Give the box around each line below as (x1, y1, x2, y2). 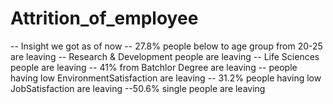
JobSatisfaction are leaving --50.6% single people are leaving (10, 82, 266, 94)
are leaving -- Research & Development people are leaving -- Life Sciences (10, 50, 320, 62)
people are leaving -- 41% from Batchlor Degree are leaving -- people (10, 61, 298, 73)
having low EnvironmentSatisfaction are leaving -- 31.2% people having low (10, 72, 322, 84)
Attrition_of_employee (10, 7, 199, 30)
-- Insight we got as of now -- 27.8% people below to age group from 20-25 (10, 40, 323, 52)
